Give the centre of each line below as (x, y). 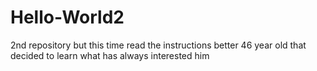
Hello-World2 (67, 17)
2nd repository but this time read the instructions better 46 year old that (158, 45)
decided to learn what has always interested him (110, 55)
